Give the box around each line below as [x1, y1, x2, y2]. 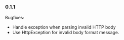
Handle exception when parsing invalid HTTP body [12, 24, 116, 30]
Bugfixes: [5, 15, 25, 21]
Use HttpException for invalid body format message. [12, 30, 120, 36]
